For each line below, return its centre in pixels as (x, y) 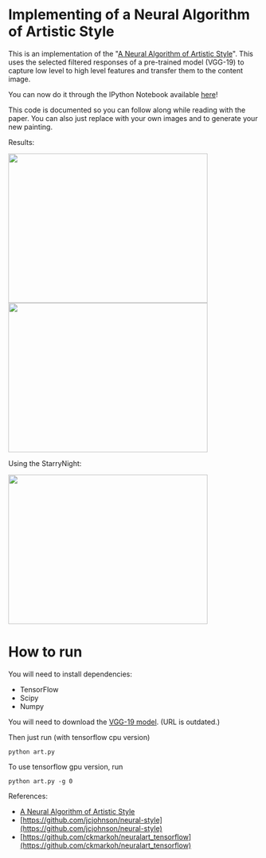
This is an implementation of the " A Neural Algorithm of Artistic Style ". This (131, 53)
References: (28, 796)
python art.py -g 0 (41, 781)
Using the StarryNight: (45, 463)
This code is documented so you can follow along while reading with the (127, 110)
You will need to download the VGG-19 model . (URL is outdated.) (114, 722)
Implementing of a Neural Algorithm (129, 15)
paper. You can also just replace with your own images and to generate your (133, 118)
